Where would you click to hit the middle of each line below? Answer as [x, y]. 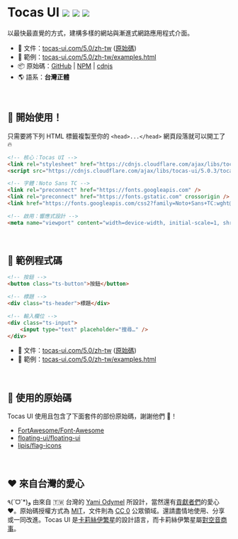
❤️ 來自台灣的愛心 [46, 483]
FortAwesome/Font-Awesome [61, 430]
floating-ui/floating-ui [49, 438]
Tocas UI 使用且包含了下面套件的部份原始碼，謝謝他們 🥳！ [92, 416]
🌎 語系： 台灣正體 [43, 77]
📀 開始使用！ [35, 118]
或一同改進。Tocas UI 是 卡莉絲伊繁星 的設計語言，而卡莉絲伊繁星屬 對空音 [114, 520]
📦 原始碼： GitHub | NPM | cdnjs [65, 65]
